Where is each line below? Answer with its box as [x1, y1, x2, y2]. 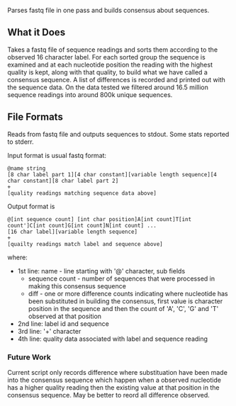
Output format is [7, 202, 55, 210]
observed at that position [28, 312, 101, 320]
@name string [7, 164, 46, 172]
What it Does [7, 26, 66, 38]
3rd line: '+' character [17, 327, 82, 335]
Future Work [7, 352, 51, 362]
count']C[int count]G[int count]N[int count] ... [7, 222, 157, 229]
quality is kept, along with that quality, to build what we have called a [7, 67, 208, 77]
